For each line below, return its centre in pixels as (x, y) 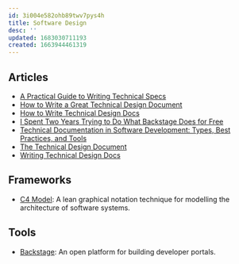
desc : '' (23, 30)
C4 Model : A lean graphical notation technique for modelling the (125, 199)
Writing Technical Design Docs (70, 155)
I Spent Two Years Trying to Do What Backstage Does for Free (121, 121)
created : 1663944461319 (48, 45)
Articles (29, 77)
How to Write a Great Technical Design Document (101, 105)
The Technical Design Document (73, 147)
